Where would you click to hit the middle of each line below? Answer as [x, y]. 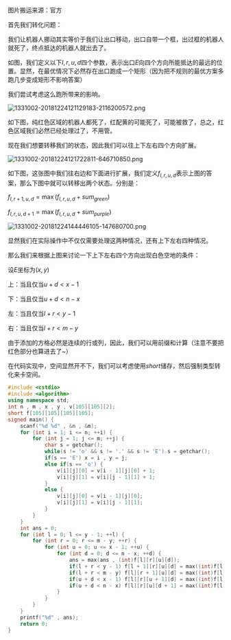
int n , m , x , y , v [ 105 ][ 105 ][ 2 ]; [62, 407]
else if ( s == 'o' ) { [74, 464]
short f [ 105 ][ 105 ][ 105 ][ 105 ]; [51, 413]
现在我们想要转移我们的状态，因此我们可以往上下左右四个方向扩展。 [104, 145]
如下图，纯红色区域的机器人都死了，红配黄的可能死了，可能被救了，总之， [113, 122]
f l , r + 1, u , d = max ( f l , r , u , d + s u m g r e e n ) [59, 197]
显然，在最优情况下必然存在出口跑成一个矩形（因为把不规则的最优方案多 [122, 71]
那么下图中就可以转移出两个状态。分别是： [80, 183]
